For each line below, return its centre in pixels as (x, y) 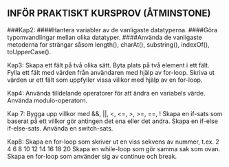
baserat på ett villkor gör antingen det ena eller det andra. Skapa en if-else (113, 121)
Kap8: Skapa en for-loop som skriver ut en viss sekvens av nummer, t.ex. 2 (113, 142)
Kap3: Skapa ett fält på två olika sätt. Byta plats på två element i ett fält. (108, 65)
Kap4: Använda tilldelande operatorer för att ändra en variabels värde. (106, 93)
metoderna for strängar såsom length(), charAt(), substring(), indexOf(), (108, 44)
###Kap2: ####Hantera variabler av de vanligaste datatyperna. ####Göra (112, 30)
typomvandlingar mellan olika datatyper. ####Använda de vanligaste (105, 37)
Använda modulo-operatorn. (47, 100)
